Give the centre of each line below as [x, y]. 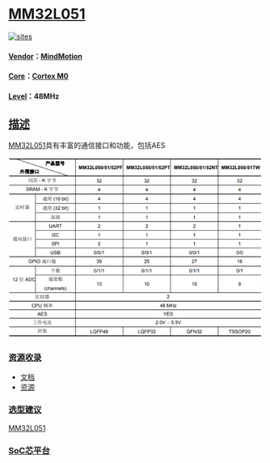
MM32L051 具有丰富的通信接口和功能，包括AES [87, 145]
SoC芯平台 [29, 450]
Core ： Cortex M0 [38, 76]
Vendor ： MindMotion [45, 56]
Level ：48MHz [34, 96]
